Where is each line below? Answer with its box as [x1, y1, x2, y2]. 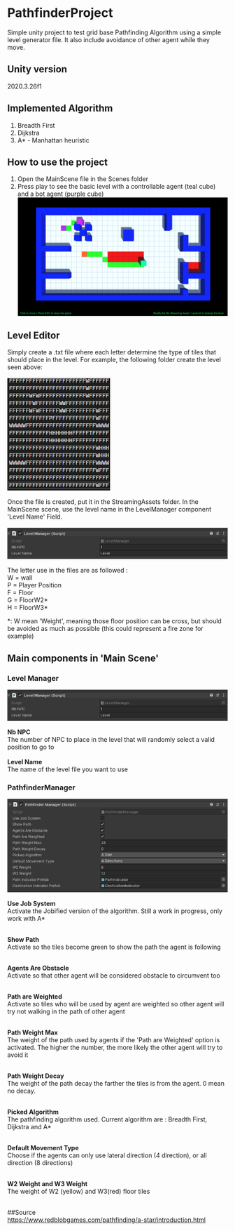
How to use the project [7, 156, 108, 168]
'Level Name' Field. [7, 512, 63, 521]
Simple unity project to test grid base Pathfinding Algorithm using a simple [7, 28, 222, 36]
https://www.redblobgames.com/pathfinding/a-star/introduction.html [7, 1216, 206, 1224]
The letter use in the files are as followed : [7, 566, 128, 575]
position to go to [7, 743, 55, 752]
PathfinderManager [7, 783, 76, 792]
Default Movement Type [7, 1143, 79, 1152]
